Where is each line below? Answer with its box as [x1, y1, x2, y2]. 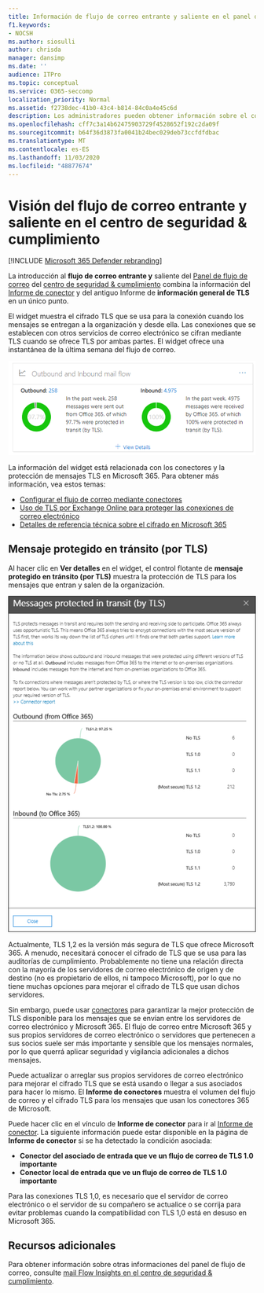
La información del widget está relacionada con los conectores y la [8, 462, 225, 472]
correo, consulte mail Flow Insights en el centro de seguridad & [8, 1268, 213, 1277]
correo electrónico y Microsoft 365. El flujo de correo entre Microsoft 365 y [8, 1022, 252, 1031]
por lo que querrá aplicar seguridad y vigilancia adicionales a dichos [8, 1046, 229, 1056]
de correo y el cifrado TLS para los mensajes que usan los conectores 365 [8, 1095, 250, 1104]
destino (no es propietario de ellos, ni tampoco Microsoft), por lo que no [8, 973, 241, 983]
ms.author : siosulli [8, 38, 76, 46]
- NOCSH [8, 29, 34, 37]
